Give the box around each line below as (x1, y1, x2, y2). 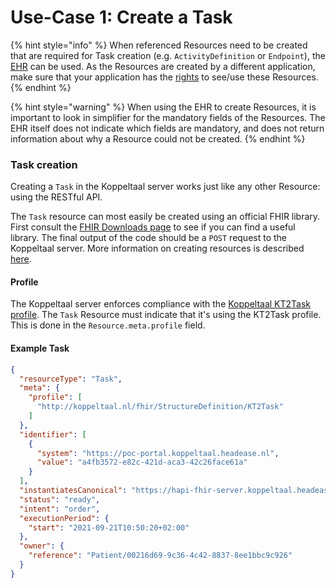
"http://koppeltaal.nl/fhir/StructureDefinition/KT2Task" (36, 402, 284, 412)
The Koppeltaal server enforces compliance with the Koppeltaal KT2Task (10, 298, 312, 310)
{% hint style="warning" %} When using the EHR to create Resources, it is (10, 101, 317, 113)
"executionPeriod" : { (19, 513, 110, 523)
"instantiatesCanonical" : (19, 486, 128, 496)
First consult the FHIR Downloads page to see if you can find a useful (10, 221, 296, 233)
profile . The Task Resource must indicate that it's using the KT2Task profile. (10, 309, 322, 321)
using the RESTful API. (10, 191, 103, 203)
